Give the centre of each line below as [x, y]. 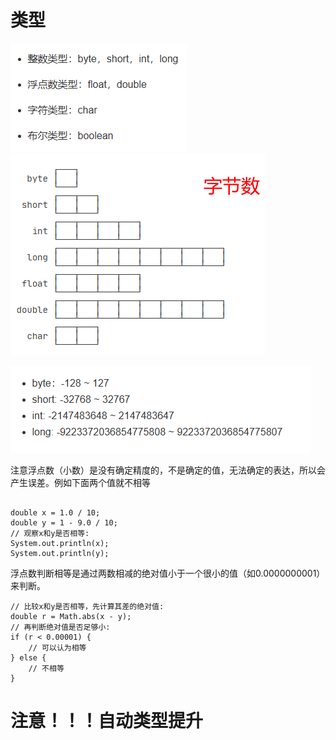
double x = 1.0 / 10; [55, 512]
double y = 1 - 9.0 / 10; [64, 522]
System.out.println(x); [60, 543]
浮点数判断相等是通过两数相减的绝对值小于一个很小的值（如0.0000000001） [168, 573]
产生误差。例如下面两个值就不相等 [80, 482]
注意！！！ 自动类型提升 [107, 721]
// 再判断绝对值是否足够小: [60, 627]
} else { [28, 657]
